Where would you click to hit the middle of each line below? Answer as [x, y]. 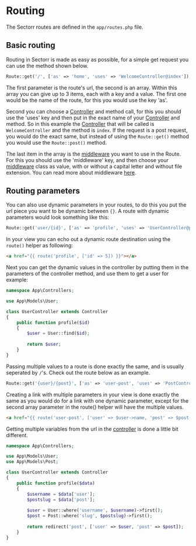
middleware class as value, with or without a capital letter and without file [94, 166]
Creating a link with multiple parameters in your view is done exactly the [92, 394]
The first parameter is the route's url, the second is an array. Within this [92, 87]
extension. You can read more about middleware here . [71, 172]
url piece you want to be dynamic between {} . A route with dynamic [87, 211]
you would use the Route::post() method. [57, 142]
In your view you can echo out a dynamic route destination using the [88, 239]
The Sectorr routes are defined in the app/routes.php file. [75, 27]
